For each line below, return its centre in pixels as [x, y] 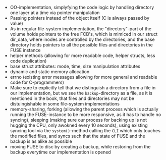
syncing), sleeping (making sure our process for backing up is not [78, 120]
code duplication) [28, 61]
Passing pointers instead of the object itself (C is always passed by [80, 18]
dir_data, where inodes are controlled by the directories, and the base [82, 39]
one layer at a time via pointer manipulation [55, 13]
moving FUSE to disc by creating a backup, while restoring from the [80, 147]
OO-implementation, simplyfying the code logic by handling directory [82, 7]
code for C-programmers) [37, 82]
